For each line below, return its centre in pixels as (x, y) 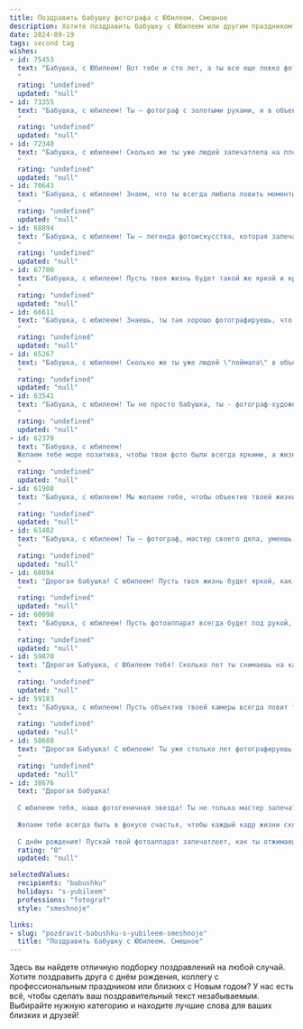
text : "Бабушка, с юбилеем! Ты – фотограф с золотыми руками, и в (145, 110)
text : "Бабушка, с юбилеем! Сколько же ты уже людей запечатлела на (149, 152)
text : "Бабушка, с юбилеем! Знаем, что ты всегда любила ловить (141, 194)
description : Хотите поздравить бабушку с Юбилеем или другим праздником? (153, 26)
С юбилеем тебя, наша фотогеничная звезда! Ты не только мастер (141, 808)
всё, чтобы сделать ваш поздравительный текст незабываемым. (134, 996)
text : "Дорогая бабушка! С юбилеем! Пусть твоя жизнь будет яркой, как (155, 581)
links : (22, 925)
